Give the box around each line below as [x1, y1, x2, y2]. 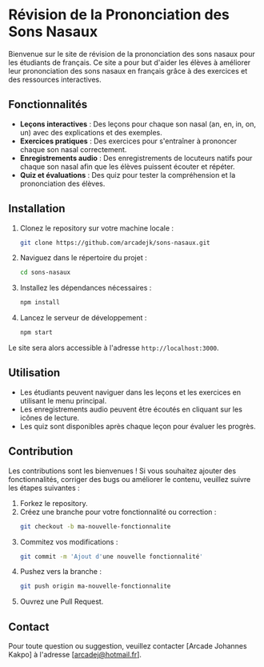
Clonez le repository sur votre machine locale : [19, 223, 174, 233]
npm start [19, 328, 54, 337]
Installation [8, 202, 66, 215]
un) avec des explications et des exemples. [19, 127, 162, 137]
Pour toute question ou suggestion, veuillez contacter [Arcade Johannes [8, 641, 247, 651]
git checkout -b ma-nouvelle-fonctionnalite [19, 522, 171, 530]
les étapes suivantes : [8, 483, 80, 492]
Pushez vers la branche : [19, 567, 102, 577]
